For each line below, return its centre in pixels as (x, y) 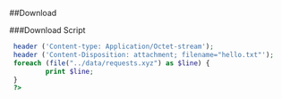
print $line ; (69, 71)
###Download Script (47, 30)
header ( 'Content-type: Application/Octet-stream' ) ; (114, 46)
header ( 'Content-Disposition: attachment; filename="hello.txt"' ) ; (144, 54)
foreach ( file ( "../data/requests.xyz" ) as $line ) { (111, 63)
